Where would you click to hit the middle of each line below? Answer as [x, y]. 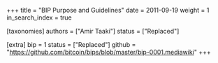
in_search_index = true [39, 17]
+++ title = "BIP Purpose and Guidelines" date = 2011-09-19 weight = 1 [108, 10]
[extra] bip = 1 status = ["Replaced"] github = [71, 44]
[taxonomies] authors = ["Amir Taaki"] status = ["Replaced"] [93, 31]
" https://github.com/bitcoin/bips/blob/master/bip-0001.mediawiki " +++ [109, 52]
